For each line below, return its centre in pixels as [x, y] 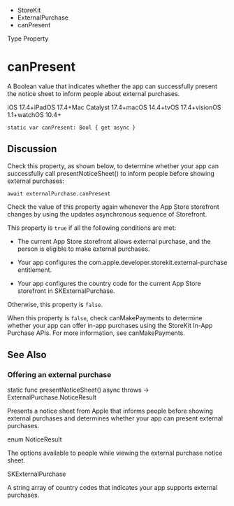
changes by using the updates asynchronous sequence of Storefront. [107, 214]
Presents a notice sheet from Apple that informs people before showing [110, 411]
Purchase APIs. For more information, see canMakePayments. [96, 333]
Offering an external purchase [59, 375]
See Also [27, 355]
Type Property [28, 39]
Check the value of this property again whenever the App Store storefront [114, 207]
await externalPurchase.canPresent [59, 193]
